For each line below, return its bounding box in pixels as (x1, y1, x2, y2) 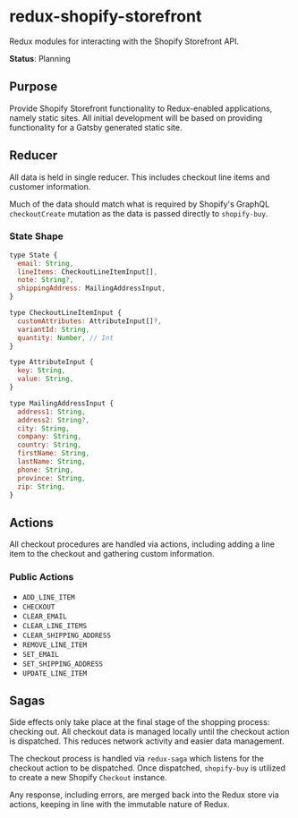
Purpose (9, 79, 58, 95)
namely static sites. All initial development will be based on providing (9, 112, 263, 123)
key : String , (17, 366, 66, 375)
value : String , (17, 374, 74, 384)
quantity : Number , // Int (17, 333, 115, 342)
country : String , (17, 440, 82, 449)
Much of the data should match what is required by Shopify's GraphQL (9, 199, 270, 209)
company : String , (17, 432, 82, 441)
